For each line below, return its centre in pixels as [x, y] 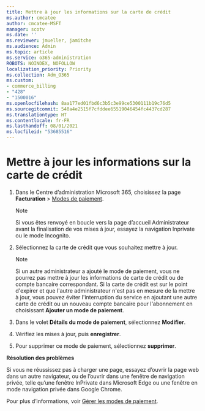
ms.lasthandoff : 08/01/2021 [42, 126]
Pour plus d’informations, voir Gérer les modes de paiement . [82, 401]
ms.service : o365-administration [49, 58]
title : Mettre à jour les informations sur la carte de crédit [89, 12]
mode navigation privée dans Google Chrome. [64, 389]
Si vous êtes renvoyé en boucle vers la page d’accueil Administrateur [102, 222]
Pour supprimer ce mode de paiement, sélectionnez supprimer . [95, 346]
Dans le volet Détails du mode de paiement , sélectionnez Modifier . [100, 322]
